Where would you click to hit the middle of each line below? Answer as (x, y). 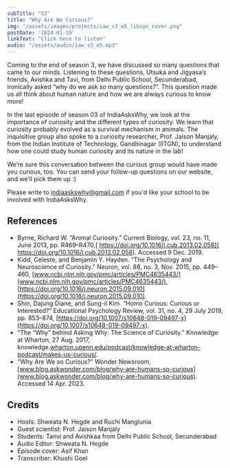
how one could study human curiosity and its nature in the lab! (95, 151)
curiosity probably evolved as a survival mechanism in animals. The (103, 129)
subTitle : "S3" (29, 13)
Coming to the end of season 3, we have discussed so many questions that (113, 65)
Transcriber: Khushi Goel (52, 458)
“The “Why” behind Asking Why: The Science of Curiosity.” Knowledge (117, 332)
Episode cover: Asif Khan (53, 451)
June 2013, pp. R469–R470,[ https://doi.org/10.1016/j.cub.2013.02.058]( (118, 245)
